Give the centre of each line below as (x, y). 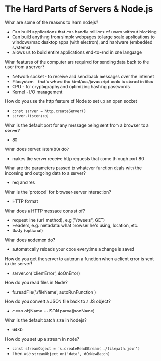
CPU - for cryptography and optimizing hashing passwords (71, 86)
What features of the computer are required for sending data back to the (77, 62)
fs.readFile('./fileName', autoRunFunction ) (54, 292)
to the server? (19, 263)
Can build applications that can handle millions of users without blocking (84, 32)
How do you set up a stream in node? (42, 339)
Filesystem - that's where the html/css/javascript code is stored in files (82, 82)
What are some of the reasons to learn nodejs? (52, 22)
